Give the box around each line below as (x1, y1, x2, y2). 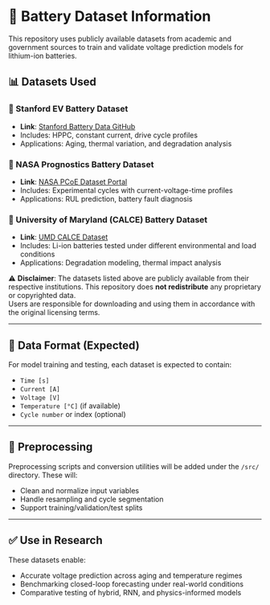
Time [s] (19, 377, 50, 385)
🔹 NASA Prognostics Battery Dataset (8, 158, 154, 170)
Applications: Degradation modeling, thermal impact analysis (19, 258, 222, 268)
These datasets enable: (8, 554, 86, 565)
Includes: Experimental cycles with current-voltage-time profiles (19, 185, 233, 195)
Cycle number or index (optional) (19, 410, 126, 419)
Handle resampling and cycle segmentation (19, 494, 164, 504)
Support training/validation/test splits (19, 502, 143, 513)
